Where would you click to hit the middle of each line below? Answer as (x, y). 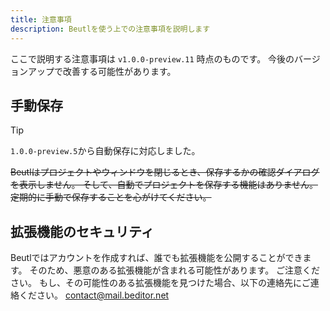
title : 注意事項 (41, 19)
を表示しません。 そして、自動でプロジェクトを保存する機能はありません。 (164, 185)
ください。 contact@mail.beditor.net (94, 295)
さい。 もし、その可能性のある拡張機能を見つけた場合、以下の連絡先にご (160, 283)
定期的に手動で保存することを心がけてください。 (111, 197)
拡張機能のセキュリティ (82, 231)
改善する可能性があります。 (119, 71)
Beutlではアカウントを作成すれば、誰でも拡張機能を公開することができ (156, 258)
